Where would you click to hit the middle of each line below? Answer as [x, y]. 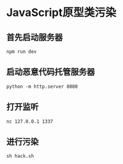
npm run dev [21, 52]
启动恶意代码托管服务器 [50, 72]
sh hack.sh [20, 156]
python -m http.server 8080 [42, 87]
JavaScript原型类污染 [61, 13]
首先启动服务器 [35, 37]
